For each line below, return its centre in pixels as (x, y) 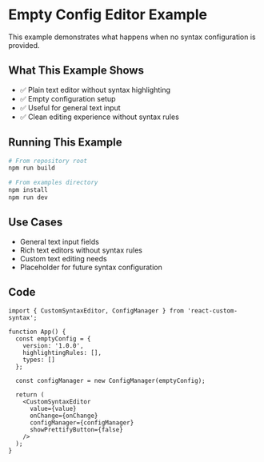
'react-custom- (212, 311)
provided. (24, 45)
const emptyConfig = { (53, 339)
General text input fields (60, 241)
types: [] (39, 360)
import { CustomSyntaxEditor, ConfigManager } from (96, 311)
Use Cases (36, 223)
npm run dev (28, 197)
